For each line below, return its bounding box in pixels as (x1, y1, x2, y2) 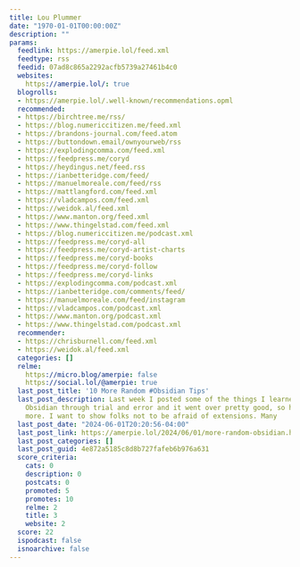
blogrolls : (17, 88, 58, 96)
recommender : (17, 329, 66, 338)
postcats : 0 (25, 478, 70, 487)
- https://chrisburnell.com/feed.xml (17, 337, 158, 346)
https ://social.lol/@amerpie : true (25, 379, 158, 388)
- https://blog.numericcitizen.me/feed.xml (17, 121, 181, 130)
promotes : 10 (25, 495, 74, 504)
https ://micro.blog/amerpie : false (25, 370, 158, 379)
